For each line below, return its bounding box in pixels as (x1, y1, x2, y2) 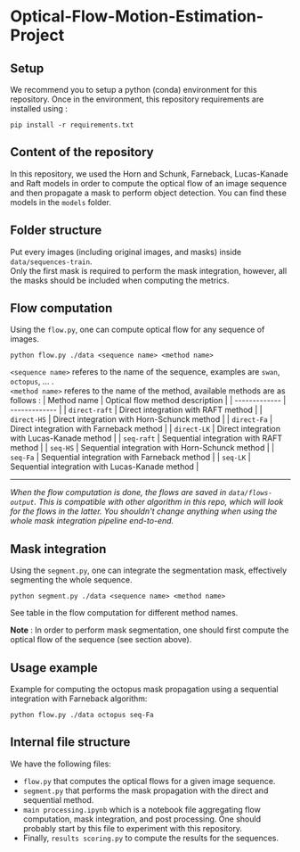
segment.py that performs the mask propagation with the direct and (22, 785, 269, 796)
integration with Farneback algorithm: (10, 693, 148, 704)
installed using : (10, 103, 68, 113)
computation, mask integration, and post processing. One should (22, 814, 262, 824)
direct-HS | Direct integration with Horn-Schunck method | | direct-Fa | (10, 414, 273, 425)
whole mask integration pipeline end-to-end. (10, 516, 174, 526)
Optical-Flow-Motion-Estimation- (10, 6, 264, 27)
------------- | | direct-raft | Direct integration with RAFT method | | (10, 404, 263, 416)
